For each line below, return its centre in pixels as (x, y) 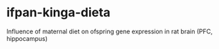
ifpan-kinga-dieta (59, 13)
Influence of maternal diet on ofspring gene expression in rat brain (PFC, (109, 31)
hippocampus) (27, 38)
